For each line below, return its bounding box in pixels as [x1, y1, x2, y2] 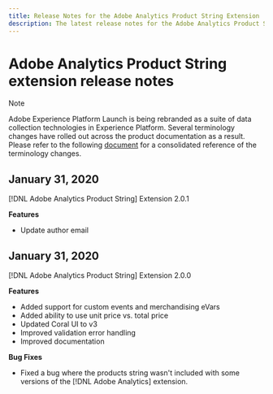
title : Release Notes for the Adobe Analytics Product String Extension [8, 11, 260, 20]
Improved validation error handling [19, 328, 136, 338]
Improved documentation [19, 336, 105, 346]
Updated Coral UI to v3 [19, 319, 97, 329]
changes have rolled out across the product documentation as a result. [8, 132, 245, 141]
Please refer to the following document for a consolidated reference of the [8, 140, 258, 150]
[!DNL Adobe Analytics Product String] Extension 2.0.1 [8, 194, 189, 204]
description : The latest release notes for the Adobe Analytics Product [8, 19, 260, 28]
